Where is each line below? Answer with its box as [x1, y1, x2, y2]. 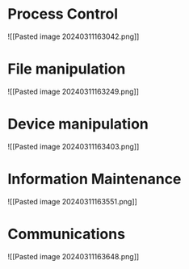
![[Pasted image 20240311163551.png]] [7, 196, 138, 206]
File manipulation [7, 60, 126, 78]
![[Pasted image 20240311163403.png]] [7, 141, 140, 151]
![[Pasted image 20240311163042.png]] [7, 32, 140, 41]
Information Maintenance [7, 170, 182, 188]
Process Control [7, 5, 119, 23]
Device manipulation [7, 115, 149, 133]
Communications [7, 225, 126, 243]
